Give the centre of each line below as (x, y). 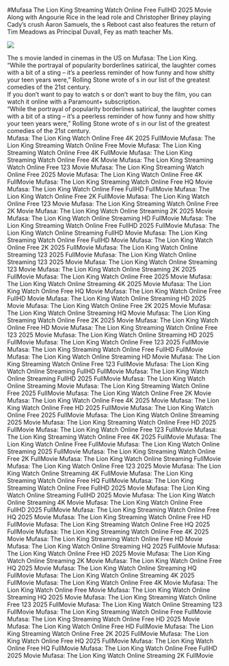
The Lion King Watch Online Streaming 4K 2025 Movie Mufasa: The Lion (109, 284)
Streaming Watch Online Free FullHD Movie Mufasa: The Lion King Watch (110, 240)
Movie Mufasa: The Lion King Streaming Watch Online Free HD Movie (105, 539)
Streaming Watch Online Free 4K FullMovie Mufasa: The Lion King (100, 153)
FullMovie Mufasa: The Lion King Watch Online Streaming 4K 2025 (101, 575)
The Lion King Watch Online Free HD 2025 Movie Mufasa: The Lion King (109, 554)
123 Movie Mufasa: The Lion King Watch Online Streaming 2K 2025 (102, 269)
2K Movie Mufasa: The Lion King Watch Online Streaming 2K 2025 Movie (110, 211)
